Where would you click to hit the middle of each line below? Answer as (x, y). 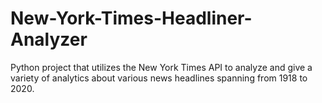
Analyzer (49, 39)
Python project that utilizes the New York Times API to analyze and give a (161, 67)
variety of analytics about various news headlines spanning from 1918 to (159, 78)
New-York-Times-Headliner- (131, 18)
